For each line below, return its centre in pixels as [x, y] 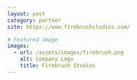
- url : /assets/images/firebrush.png [69, 53]
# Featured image [33, 39]
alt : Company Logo [47, 59]
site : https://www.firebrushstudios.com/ [69, 27]
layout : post [26, 14]
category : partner [34, 20]
